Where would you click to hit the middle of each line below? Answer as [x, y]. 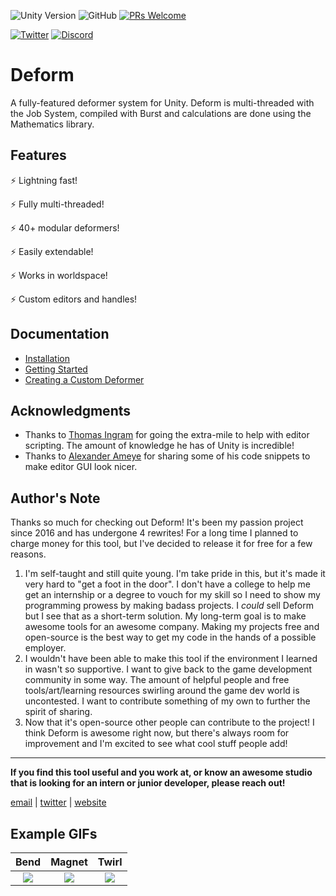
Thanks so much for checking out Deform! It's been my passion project [157, 522]
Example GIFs [54, 833]
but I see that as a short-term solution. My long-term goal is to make [165, 616]
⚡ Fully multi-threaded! [57, 204]
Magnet [69, 862]
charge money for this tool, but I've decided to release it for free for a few [161, 544]
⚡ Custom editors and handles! [74, 299]
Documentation [60, 334]
